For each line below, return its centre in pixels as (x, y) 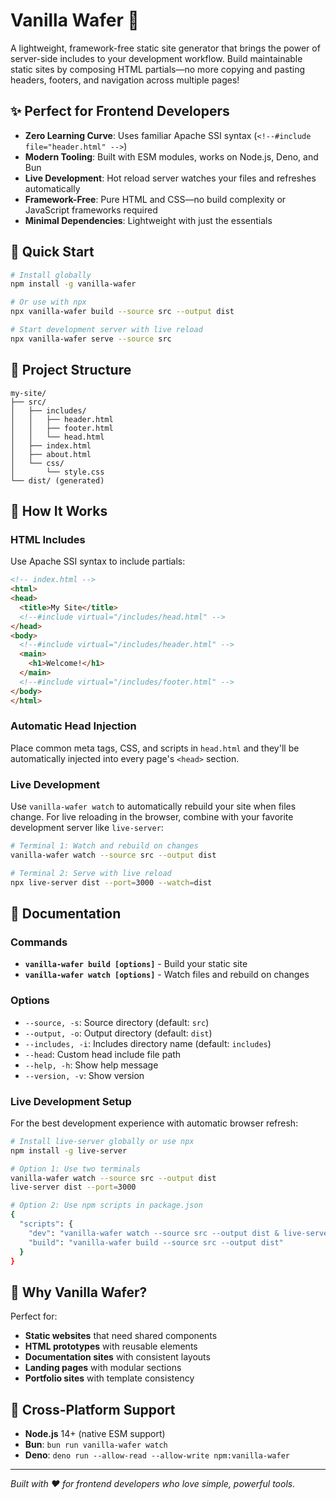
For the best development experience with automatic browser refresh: (154, 1123)
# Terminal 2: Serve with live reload (91, 873)
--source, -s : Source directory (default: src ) (117, 1022)
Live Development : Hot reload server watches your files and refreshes (170, 178)
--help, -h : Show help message (91, 1065)
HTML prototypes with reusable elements (111, 1346)
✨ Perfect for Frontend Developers (120, 111)
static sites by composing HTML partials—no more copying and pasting (158, 69)
